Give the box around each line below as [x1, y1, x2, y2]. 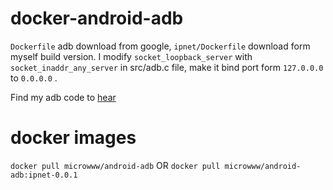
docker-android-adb [10, 7, 184, 30]
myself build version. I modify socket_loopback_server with [10, 50, 253, 62]
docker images [10, 127, 137, 149]
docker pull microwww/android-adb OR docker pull [10, 159, 221, 171]
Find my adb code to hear [10, 91, 117, 103]
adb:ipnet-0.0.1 [10, 170, 78, 180]
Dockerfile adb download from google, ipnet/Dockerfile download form [10, 40, 311, 52]
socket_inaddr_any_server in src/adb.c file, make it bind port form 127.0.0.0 [10, 61, 324, 73]
